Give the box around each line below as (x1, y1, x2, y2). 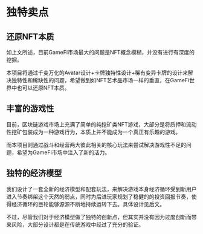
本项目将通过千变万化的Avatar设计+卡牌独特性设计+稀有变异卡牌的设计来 (6, 69, 188, 76)
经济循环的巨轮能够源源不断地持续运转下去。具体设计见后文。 (11, 200, 165, 207)
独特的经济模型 (6, 168, 62, 178)
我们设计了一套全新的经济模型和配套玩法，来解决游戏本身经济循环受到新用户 (6, 185, 197, 192)
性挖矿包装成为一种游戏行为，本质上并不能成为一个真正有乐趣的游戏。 (6, 128, 181, 135)
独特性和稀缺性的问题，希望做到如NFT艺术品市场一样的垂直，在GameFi (11, 77, 190, 83)
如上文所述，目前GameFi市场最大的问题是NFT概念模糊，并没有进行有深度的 (6, 49, 195, 56)
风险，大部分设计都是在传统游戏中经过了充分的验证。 (11, 221, 144, 228)
